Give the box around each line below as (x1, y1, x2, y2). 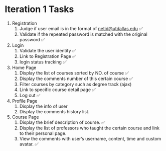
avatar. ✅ (19, 141, 39, 147)
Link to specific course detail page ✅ (19, 87, 96, 93)
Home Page (12, 64, 37, 70)
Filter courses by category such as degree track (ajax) (19, 81, 132, 87)
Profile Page (12, 98, 38, 104)
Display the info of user (19, 103, 68, 109)
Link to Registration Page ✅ (19, 53, 76, 59)
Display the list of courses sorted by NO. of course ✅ (19, 69, 129, 76)
